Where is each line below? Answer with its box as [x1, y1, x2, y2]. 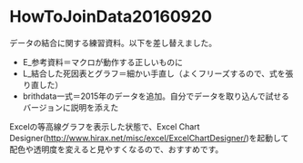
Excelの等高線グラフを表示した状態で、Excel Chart [9, 120, 200, 132]
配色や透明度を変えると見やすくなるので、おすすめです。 [9, 143, 224, 155]
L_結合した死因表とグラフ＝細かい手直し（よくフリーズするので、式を [22, 68, 286, 79]
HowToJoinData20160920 [9, 6, 212, 27]
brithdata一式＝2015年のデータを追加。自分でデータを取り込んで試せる [22, 91, 289, 101]
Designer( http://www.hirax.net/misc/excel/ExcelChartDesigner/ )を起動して [9, 132, 289, 143]
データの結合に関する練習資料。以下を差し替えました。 [9, 37, 217, 48]
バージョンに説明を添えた [22, 101, 119, 112]
